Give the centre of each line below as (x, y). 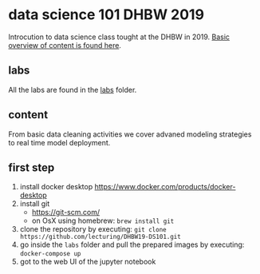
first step (32, 167)
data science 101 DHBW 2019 (106, 15)
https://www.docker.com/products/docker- (165, 187)
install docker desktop (56, 187)
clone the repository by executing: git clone (93, 229)
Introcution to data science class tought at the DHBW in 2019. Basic (119, 37)
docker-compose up (50, 254)
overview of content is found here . (65, 45)
